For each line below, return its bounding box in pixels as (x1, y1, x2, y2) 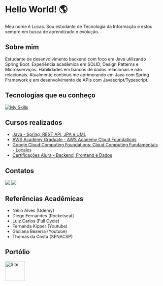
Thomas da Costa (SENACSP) (12, 234, 73, 239)
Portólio (5, 248, 30, 256)
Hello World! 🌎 (5, 4, 68, 15)
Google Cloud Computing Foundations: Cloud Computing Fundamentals (12, 142, 158, 148)
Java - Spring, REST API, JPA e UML (12, 131, 86, 138)
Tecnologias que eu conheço (5, 91, 96, 100)
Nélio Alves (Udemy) (12, 207, 55, 213)
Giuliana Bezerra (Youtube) (12, 229, 67, 234)
